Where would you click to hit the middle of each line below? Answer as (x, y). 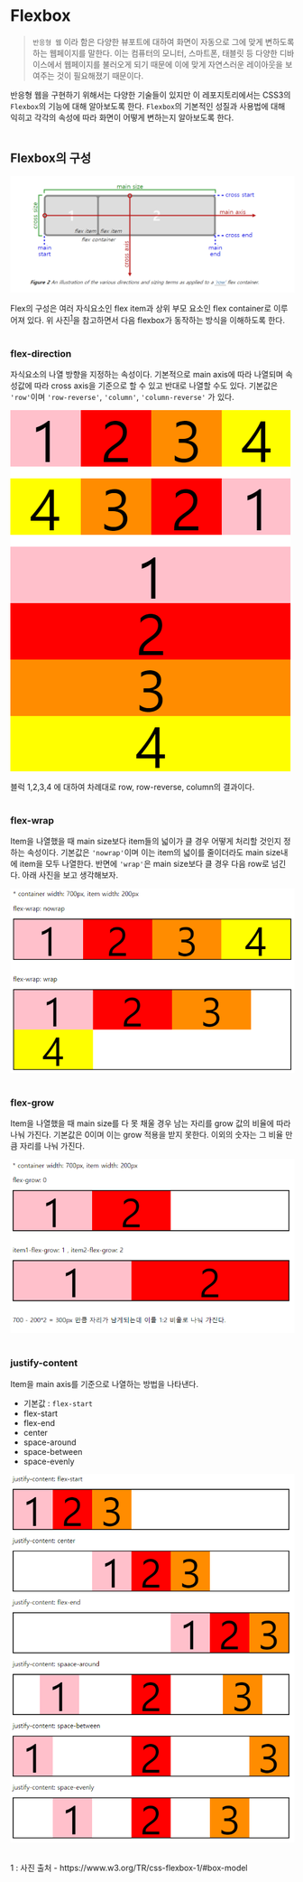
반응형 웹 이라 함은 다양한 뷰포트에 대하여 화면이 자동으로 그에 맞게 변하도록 (163, 42)
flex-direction (41, 353)
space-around (50, 1442)
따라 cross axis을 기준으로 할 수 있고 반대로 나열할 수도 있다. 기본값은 (156, 386)
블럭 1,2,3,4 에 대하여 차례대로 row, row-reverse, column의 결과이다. (133, 787)
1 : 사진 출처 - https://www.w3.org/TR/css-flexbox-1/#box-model (129, 1868)
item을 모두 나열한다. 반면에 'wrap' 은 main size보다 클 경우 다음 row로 (144, 864)
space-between (53, 1451)
